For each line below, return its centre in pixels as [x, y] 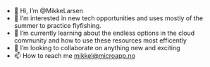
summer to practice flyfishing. [58, 25]
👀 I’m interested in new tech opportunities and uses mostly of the [108, 18]
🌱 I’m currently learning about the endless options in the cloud [104, 33]
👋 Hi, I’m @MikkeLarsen [48, 11]
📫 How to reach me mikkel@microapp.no [75, 55]
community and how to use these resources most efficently [100, 40]
